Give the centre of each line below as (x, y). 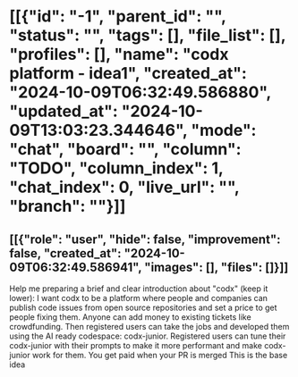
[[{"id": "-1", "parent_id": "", (118, 17)
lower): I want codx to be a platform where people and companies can (139, 298)
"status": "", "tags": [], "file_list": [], (148, 35)
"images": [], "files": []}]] (217, 267)
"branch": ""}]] (68, 206)
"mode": (224, 130)
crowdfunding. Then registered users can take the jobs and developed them (149, 327)
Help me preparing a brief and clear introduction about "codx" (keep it (139, 289)
